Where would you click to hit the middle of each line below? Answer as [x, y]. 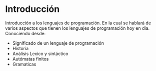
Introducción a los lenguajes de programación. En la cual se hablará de [78, 23]
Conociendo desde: [25, 33]
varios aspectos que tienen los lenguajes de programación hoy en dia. [77, 28]
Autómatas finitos [30, 59]
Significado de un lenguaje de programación [58, 43]
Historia [20, 48]
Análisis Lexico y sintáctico [40, 54]
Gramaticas [24, 64]
